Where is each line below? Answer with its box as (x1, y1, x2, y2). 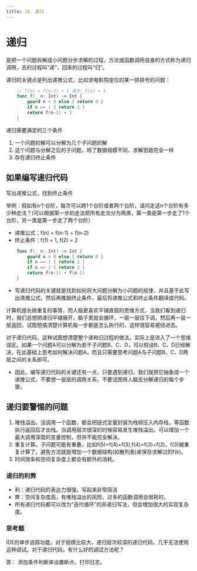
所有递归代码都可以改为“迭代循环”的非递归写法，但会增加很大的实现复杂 (14, 500, 189, 507)
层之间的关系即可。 (6, 356, 53, 363)
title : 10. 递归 (6, 8, 44, 15)
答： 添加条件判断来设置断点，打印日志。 (6, 559, 106, 566)
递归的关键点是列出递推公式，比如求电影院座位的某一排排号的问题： (6, 76, 171, 83)
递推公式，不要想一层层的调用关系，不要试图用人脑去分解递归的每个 (14, 376, 179, 383)
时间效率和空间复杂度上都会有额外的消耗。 (14, 455, 118, 462)
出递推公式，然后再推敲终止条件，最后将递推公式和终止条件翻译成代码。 (14, 294, 189, 301)
